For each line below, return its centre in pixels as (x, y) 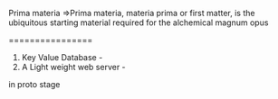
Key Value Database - (62, 57)
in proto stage (34, 84)
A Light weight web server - (73, 67)
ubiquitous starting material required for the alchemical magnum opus (139, 22)
